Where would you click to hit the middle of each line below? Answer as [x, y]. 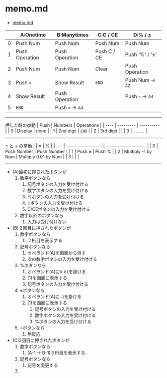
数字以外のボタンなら [42, 215]
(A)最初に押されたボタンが [40, 172]
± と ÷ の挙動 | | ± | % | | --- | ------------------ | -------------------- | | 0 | [82, 146]
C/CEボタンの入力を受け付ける [59, 209]
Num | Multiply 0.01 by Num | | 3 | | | [42, 157]
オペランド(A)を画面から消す [56, 253]
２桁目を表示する [45, 240]
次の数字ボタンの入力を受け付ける [62, 259]
